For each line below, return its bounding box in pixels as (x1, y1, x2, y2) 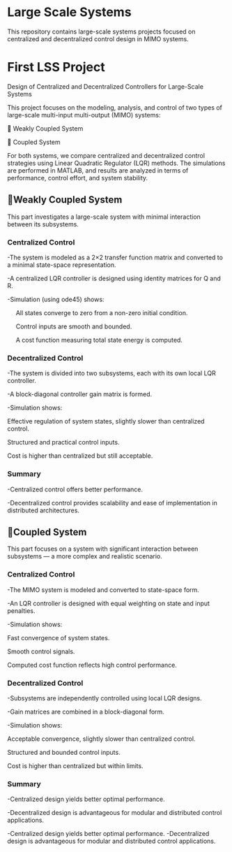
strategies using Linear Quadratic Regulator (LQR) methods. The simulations (7, 159, 226, 167)
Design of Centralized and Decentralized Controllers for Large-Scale (7, 82, 204, 91)
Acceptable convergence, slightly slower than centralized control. (7, 735, 196, 743)
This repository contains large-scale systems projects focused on (7, 27, 196, 36)
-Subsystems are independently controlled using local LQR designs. (7, 693, 202, 702)
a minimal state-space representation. (7, 260, 116, 269)
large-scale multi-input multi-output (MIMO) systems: (7, 110, 161, 119)
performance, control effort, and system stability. (7, 173, 148, 182)
